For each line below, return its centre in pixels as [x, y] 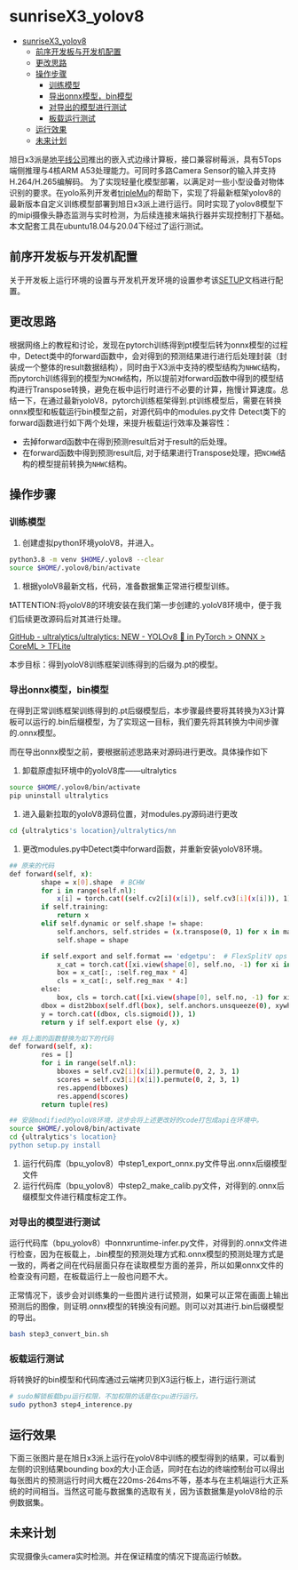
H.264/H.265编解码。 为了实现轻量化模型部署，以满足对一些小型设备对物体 [147, 181]
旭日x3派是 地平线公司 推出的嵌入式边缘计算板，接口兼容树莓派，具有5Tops [145, 159]
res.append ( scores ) [92, 1096]
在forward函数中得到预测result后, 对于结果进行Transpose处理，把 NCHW [150, 453]
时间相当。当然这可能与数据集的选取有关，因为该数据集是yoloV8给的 [150, 1491]
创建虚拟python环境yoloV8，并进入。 [90, 543]
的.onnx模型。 [35, 733]
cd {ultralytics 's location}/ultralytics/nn [93, 831]
